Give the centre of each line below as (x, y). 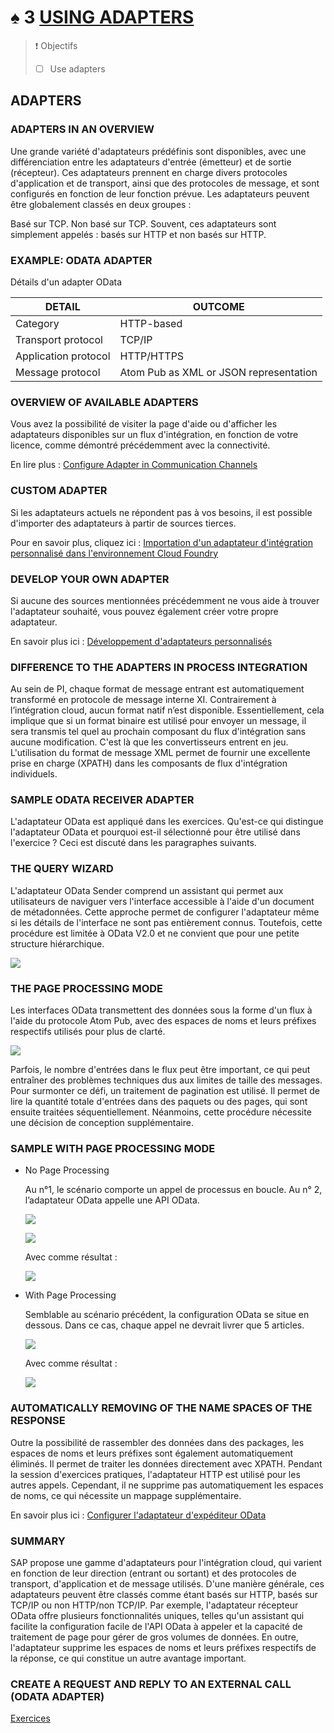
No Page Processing (67, 1170)
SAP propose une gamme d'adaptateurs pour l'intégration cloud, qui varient (166, 1562)
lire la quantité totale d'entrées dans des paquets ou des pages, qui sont (159, 1102)
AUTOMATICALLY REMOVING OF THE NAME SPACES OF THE (161, 1408)
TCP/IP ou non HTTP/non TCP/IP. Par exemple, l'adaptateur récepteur (154, 1605)
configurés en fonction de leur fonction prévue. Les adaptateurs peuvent (160, 193)
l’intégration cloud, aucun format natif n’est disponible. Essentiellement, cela (167, 710)
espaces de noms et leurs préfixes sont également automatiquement (152, 1453)
